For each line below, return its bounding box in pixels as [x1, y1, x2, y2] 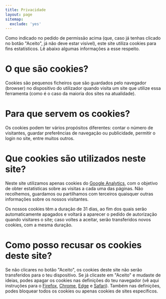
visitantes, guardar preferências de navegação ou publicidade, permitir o [5, 130, 155, 136]
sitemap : [5, 17, 24, 22]
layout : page [5, 12, 33, 17]
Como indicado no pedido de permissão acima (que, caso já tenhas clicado [5, 35, 161, 41]
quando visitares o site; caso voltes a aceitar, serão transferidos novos [5, 217, 151, 223]
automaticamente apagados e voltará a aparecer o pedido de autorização [5, 211, 157, 217]
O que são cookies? [5, 63, 89, 75]
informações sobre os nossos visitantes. [5, 196, 89, 202]
